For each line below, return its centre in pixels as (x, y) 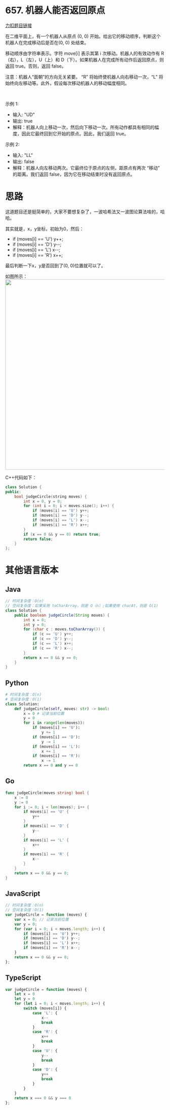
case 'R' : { (45, 1032)
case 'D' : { (45, 1070)
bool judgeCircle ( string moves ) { (51, 496)
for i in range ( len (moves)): (54, 723)
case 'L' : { (45, 1013)
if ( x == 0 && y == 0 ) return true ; (62, 534)
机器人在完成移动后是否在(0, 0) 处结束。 (47, 42)
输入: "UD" (24, 114)
